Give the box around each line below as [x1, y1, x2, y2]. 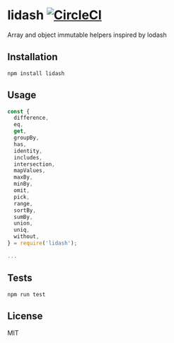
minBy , [13, 181, 33, 188]
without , [13, 233, 40, 240]
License [7, 310, 43, 322]
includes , [13, 154, 42, 161]
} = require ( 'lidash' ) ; [7, 240, 78, 247]
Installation [7, 51, 58, 63]
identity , [13, 147, 42, 154]
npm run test [7, 291, 46, 298]
